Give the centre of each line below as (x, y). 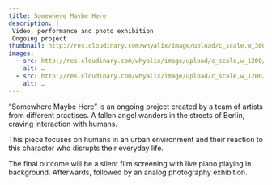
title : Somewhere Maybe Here (57, 16)
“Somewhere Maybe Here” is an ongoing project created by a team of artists (136, 107)
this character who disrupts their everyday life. (86, 148)
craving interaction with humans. (63, 124)
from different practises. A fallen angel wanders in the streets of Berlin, (127, 115)
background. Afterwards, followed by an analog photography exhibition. (128, 172)
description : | (34, 23)
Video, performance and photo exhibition (83, 31)
